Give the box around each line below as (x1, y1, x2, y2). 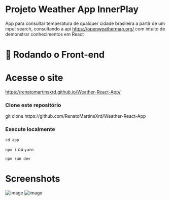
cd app (5, 137, 19, 143)
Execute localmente (5, 126, 55, 133)
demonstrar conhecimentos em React (5, 31, 84, 37)
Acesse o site (5, 72, 63, 84)
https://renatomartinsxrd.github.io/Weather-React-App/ (5, 89, 121, 95)
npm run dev (5, 156, 30, 161)
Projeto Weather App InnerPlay (5, 4, 139, 15)
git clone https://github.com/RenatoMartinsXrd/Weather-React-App (5, 113, 146, 119)
